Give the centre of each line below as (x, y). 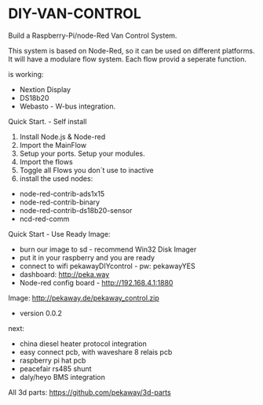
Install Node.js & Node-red (62, 136)
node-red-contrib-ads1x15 (62, 193)
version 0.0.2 (41, 313)
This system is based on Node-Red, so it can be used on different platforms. (131, 50)
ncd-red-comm (44, 219)
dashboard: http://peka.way (64, 274)
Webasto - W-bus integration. (68, 106)
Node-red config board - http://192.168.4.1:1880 (96, 282)
